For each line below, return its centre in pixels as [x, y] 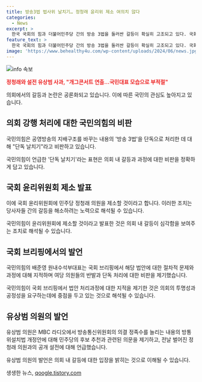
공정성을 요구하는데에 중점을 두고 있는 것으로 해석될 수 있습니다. [81, 296]
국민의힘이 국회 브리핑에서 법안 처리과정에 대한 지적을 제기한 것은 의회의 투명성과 [101, 288]
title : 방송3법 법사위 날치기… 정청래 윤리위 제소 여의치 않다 [73, 12]
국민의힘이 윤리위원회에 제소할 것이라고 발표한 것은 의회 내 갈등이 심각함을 [93, 223]
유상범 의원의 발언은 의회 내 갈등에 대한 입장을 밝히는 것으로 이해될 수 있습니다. [98, 360]
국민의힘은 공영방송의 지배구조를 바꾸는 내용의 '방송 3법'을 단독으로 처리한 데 [96, 139]
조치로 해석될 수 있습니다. [42, 231]
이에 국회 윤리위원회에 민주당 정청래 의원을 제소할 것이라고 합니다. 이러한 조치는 [99, 203]
